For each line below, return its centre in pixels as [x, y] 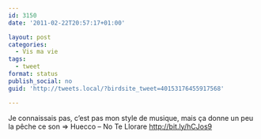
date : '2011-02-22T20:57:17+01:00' [67, 23]
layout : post [30, 37]
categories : [28, 44]
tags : [17, 59]
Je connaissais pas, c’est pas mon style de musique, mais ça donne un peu [131, 118]
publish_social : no [40, 81]
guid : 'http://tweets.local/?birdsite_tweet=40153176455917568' [116, 88]
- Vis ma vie [37, 52]
